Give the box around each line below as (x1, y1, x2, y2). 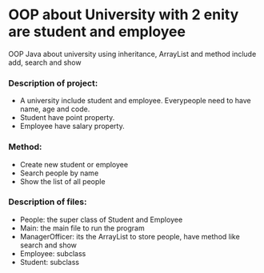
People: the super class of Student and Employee (19, 215, 183, 224)
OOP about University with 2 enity (8, 6, 239, 24)
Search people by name (19, 168, 99, 178)
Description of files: (8, 196, 87, 207)
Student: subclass (19, 257, 80, 267)
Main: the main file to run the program (19, 223, 146, 233)
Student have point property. (19, 113, 115, 122)
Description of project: (8, 78, 98, 89)
